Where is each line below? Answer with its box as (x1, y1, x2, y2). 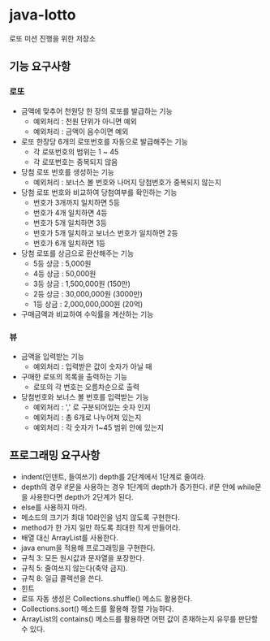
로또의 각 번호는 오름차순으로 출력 (32, 382, 140, 392)
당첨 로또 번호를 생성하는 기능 (20, 167, 114, 176)
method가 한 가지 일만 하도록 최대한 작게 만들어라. (20, 522, 181, 532)
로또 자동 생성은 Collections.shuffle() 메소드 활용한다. (20, 593, 193, 603)
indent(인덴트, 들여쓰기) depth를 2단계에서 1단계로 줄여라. (20, 471, 206, 481)
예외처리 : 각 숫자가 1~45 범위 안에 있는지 (32, 422, 165, 432)
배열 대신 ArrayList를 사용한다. (20, 532, 118, 542)
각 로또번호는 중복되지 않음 (32, 157, 118, 167)
